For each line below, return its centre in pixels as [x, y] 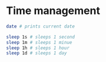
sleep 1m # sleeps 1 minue [39, 42]
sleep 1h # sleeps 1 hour [38, 48]
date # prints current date [41, 26]
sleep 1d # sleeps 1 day [37, 53]
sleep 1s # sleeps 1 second [41, 37]
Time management [53, 11]
